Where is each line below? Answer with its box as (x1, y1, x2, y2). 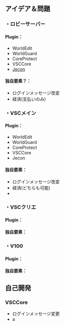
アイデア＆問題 (5, 4, 50, 13)
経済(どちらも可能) (12, 185, 51, 191)
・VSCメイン (5, 109, 36, 116)
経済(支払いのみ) (12, 96, 46, 102)
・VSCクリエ (5, 204, 36, 211)
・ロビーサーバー (5, 21, 46, 28)
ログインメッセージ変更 (12, 310, 60, 317)
